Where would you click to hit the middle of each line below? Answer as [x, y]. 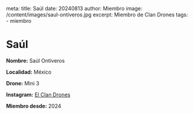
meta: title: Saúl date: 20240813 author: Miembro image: [74, 8]
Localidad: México [29, 72]
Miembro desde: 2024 [34, 106]
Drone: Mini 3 [23, 83]
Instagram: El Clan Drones [38, 94]
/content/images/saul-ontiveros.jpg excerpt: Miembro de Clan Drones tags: [97, 15]
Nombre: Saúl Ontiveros [36, 60]
